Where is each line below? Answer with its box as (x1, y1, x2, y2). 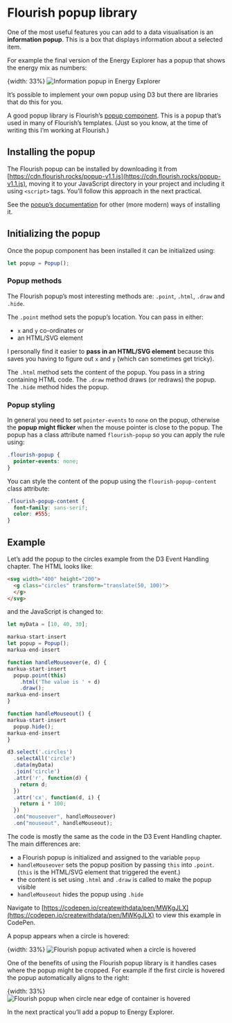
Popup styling (7, 400, 55, 409)
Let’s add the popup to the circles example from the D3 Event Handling (7, 555, 209, 563)
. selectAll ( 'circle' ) (13, 755, 76, 762)
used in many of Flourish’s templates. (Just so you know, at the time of (7, 118, 208, 126)
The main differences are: (7, 840, 81, 848)
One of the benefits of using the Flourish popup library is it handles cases (7, 958, 217, 967)
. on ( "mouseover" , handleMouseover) (13, 813, 116, 821)
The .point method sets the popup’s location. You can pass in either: (7, 313, 204, 321)
